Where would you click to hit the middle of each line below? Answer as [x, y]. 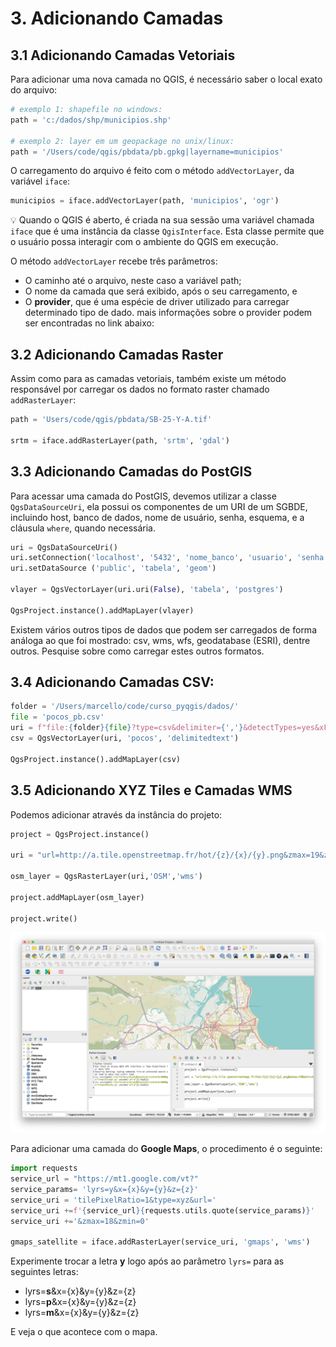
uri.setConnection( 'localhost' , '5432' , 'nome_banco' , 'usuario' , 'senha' [169, 558]
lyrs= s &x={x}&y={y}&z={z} [80, 1291]
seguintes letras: [44, 1272]
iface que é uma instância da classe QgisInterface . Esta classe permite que [167, 231]
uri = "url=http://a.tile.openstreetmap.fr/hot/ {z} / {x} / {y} [138, 855]
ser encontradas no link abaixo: [89, 323]
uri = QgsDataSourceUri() [64, 547]
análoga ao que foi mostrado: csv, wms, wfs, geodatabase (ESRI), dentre [160, 640]
